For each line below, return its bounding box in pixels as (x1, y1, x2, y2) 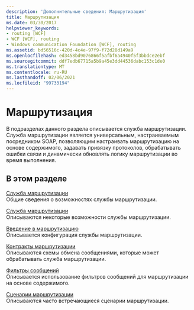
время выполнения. (6, 156, 56, 163)
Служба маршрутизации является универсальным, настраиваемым (6, 131, 179, 138)
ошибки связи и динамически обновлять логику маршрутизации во (6, 150, 178, 157)
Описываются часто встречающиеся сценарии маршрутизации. (6, 297, 169, 304)
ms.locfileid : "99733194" (6, 80, 70, 86)
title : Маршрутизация (6, 14, 60, 20)
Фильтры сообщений (6, 267, 59, 274)
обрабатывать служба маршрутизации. (6, 255, 106, 262)
